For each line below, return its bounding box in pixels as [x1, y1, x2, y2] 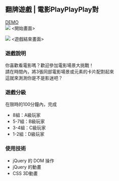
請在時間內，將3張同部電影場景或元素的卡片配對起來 [5, 68, 114, 75]
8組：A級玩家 [12, 112, 41, 118]
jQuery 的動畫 [12, 164, 41, 170]
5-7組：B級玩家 [12, 119, 45, 125]
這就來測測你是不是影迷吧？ [5, 75, 63, 81]
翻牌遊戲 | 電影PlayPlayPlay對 [5, 5, 99, 14]
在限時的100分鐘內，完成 [5, 101, 57, 107]
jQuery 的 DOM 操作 [12, 157, 54, 164]
